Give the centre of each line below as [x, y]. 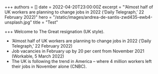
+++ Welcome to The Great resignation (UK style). [55, 31]
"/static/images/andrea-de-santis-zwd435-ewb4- [103, 17]
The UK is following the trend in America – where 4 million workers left [81, 61]
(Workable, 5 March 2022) [38, 56]
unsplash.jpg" [18, 22]
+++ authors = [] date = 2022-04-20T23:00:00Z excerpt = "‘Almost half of [79, 7]
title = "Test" [46, 22]
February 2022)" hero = [28, 17]
